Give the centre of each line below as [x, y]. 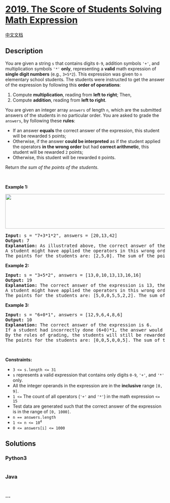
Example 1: [17, 187]
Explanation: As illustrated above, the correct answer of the [85, 245]
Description [24, 51]
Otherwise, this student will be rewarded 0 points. [64, 157]
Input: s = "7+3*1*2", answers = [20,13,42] [61, 235]
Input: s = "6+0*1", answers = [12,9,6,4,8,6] [64, 315]
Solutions [21, 444]
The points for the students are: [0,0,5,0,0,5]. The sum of [83, 340]
